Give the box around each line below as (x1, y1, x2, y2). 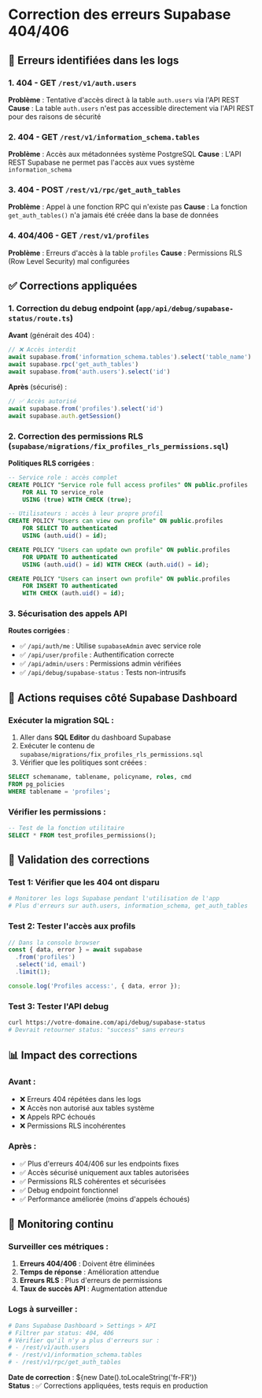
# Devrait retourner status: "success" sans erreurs (8, 1025, 185, 1033)
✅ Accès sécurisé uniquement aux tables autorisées (19, 1167, 190, 1177)
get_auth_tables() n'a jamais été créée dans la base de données (8, 210, 219, 220)
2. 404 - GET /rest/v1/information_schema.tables (8, 132, 201, 143)
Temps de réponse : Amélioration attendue (19, 1267, 160, 1277)
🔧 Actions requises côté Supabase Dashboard (8, 691, 238, 704)
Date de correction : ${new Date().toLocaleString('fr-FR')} (8, 1373, 197, 1382)
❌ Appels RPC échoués (19, 1112, 96, 1122)
